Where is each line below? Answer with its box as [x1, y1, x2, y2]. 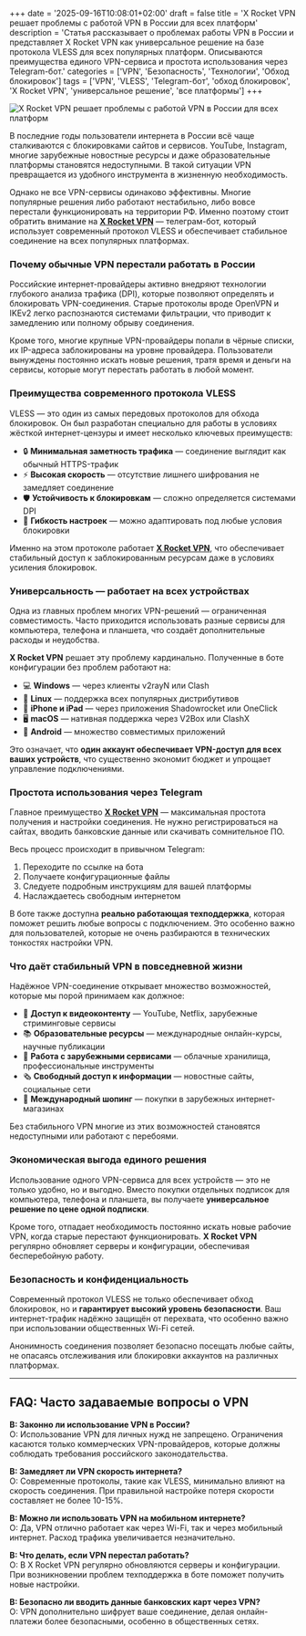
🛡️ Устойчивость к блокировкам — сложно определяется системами [22, 492, 296, 503]
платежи [9, 1615, 43, 1627]
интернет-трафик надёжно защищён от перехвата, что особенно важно [9, 1313, 289, 1324]
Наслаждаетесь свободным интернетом [22, 891, 181, 901]
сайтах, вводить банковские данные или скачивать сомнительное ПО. [9, 826, 285, 838]
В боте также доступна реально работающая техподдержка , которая [9, 908, 285, 920]
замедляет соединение [22, 482, 115, 493]
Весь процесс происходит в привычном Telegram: [9, 844, 205, 855]
